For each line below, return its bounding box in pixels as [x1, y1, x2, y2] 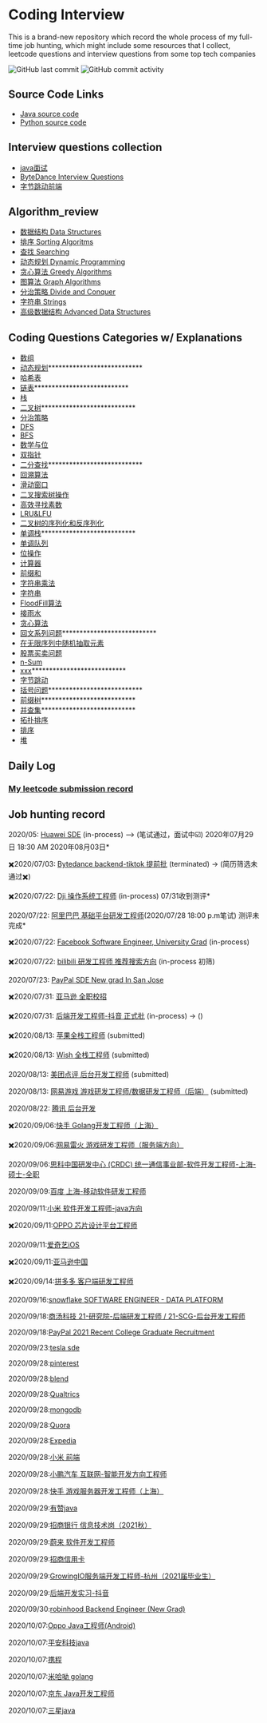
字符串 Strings [19, 297, 67, 307]
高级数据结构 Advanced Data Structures [19, 307, 151, 317]
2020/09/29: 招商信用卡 [8, 1554, 85, 1564]
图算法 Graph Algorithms [19, 277, 101, 287]
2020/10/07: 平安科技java [8, 1637, 90, 1648]
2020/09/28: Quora [8, 1421, 71, 1430]
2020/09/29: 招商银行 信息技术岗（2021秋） [8, 1521, 152, 1530]
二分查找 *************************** [19, 460, 143, 469]
